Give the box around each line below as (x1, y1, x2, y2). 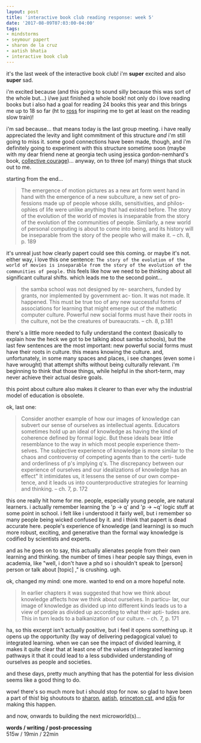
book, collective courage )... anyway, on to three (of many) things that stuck (6, 157, 192, 164)
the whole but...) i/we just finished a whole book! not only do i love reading (6, 94, 191, 102)
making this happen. (6, 700, 57, 708)
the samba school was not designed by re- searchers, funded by (20, 285, 181, 293)
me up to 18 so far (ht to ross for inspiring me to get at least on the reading (6, 107, 190, 114)
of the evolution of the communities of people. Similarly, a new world (20, 219, 191, 226)
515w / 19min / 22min (6, 730, 59, 738)
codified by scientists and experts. (6, 535, 92, 542)
